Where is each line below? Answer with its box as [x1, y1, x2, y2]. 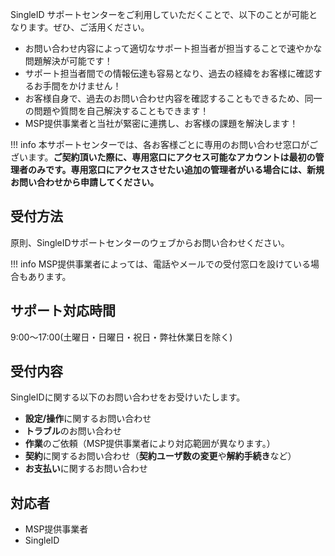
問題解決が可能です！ [24, 55, 113, 67]
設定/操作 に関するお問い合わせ [24, 413, 152, 425]
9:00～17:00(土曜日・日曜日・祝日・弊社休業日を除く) [10, 331, 233, 343]
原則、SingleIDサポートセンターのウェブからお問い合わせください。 [10, 236, 290, 248]
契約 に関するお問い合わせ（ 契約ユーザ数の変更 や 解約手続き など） [24, 450, 297, 462]
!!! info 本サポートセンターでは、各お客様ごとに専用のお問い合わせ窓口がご [10, 139, 318, 150]
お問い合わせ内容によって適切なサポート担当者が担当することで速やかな [24, 43, 323, 54]
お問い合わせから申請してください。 [10, 176, 160, 188]
